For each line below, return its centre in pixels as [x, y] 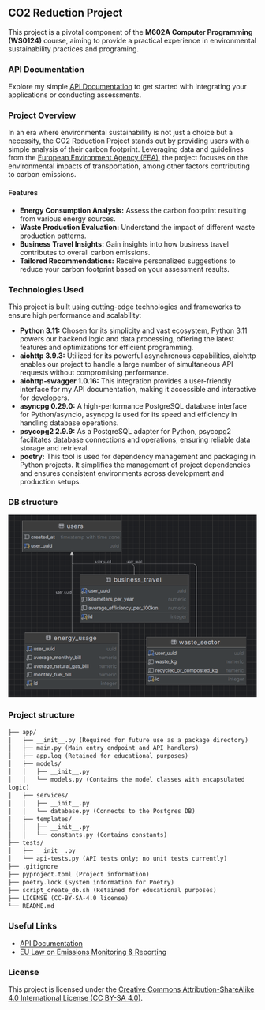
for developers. [44, 398]
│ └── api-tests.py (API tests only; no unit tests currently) [118, 859]
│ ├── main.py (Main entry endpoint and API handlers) [104, 748]
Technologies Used [46, 289]
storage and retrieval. [54, 448]
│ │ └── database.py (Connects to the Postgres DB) [102, 812]
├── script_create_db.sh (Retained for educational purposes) [112, 891]
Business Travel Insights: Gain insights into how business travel [124, 243]
